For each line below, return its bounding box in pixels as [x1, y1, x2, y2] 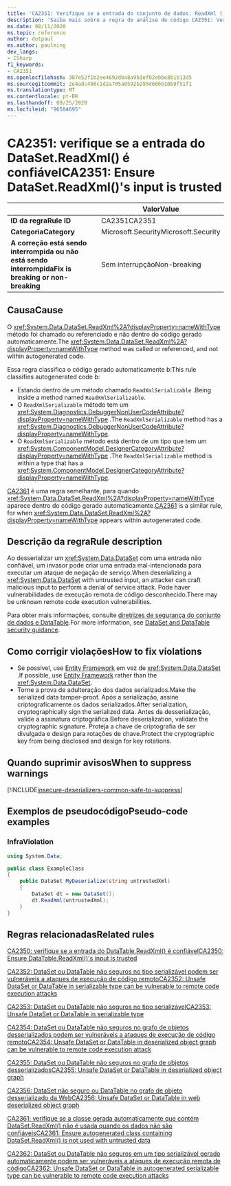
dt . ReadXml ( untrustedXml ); [32, 897, 109, 904]
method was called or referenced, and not [99, 344, 219, 353]
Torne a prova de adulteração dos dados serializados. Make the [16, 686, 197, 694]
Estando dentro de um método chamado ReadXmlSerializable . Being [16, 385, 212, 394]
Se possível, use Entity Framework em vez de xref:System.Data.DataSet [16, 664, 221, 672]
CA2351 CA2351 [100, 216, 157, 225]
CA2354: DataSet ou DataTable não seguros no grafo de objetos [7, 1023, 189, 1031]
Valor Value [142, 204, 179, 214]
